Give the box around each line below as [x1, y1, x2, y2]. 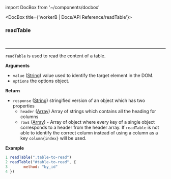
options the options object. [12, 78, 70, 84]
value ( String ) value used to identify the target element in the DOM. [12, 73, 154, 79]
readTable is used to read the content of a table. [5, 53, 106, 59]
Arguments [5, 63, 30, 69]
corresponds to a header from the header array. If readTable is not [20, 124, 159, 131]
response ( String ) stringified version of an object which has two [12, 97, 145, 103]
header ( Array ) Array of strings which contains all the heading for [20, 109, 156, 115]
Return [5, 88, 20, 94]
